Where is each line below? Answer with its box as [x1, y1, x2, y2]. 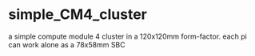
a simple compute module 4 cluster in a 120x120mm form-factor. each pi [8, 32, 248, 41]
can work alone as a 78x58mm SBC [8, 39, 126, 49]
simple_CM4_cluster [8, 6, 148, 24]
